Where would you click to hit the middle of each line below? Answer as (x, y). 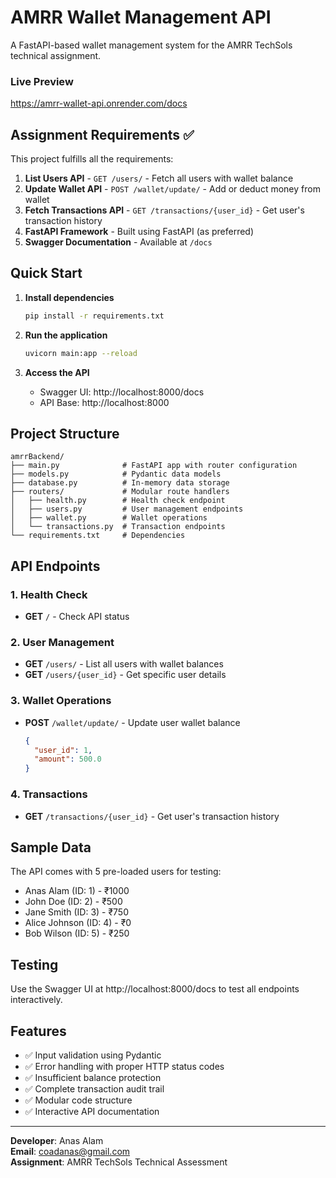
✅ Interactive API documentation (92, 1111)
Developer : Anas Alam (57, 1140)
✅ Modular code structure (78, 1100)
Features (38, 1031)
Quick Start (46, 273)
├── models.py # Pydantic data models (116, 474)
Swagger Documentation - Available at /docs (118, 242)
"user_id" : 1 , (63, 750)
